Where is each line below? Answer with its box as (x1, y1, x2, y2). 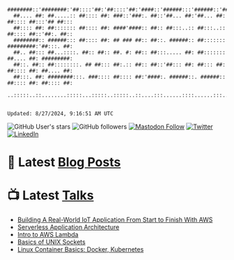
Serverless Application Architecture (17, 223, 120, 231)
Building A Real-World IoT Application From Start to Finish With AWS (17, 215, 213, 224)
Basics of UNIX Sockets (17, 238, 86, 246)
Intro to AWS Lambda (17, 231, 79, 239)
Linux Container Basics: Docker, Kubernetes (17, 245, 144, 254)
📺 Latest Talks (7, 187, 94, 203)
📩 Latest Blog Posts (7, 154, 121, 171)
